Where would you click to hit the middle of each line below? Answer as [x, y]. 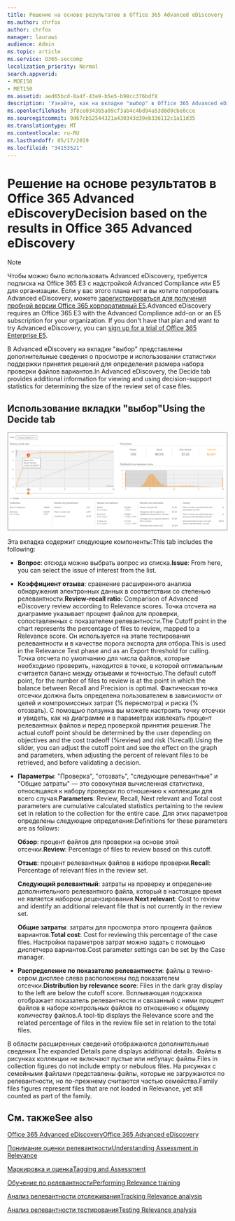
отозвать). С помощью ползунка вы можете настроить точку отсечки [121, 710]
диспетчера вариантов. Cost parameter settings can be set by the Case [121, 949]
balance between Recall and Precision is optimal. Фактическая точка [117, 688]
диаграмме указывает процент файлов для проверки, [98, 613]
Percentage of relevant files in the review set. [83, 870]
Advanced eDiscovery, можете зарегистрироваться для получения [107, 299]
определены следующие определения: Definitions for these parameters [122, 821]
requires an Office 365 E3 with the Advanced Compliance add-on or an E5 [114, 313]
